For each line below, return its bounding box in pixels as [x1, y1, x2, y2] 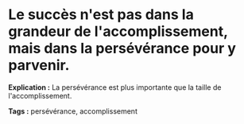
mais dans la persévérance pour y [8, 40, 237, 57]
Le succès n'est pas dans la [8, 6, 195, 24]
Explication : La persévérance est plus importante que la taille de [8, 82, 222, 92]
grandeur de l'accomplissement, [8, 22, 228, 41]
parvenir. [8, 56, 70, 75]
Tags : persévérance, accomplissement [8, 106, 137, 116]
